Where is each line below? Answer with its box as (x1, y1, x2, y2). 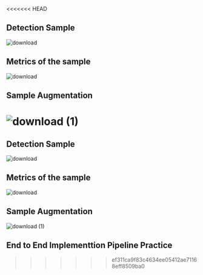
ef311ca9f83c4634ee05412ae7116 (111, 256, 198, 263)
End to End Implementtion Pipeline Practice (6, 240, 173, 251)
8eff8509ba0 (111, 263, 145, 270)
